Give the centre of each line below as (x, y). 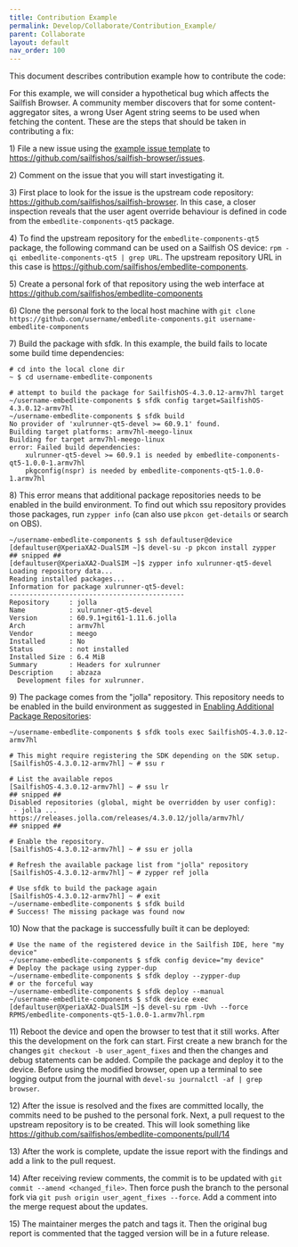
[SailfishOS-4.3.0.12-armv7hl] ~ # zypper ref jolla (109, 873)
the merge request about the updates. (79, 1207)
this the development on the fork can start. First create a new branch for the (148, 1041)
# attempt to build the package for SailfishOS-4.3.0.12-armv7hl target (147, 393)
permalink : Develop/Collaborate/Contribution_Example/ (113, 26)
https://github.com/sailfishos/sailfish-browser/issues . (107, 158)
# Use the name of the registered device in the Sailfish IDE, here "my (147, 945)
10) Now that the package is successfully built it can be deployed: (130, 929)
